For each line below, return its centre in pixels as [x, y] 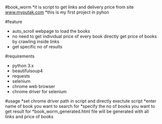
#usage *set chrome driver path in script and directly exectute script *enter [81, 101]
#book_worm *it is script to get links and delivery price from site [70, 7]
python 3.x [23, 66]
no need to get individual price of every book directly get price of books [84, 36]
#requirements [20, 56]
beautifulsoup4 [27, 71]
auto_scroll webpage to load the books [51, 31]
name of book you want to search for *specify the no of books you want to [80, 106]
